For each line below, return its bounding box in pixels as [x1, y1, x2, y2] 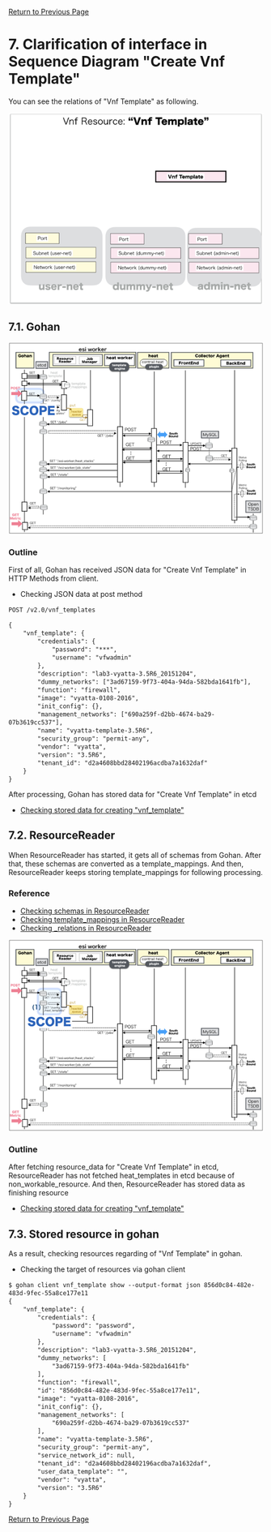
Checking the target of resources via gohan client [19, 1264, 186, 1274]
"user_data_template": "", [37, 1468, 129, 1476]
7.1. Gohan [8, 320, 61, 334]
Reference [8, 887, 50, 899]
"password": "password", [51, 1322, 136, 1330]
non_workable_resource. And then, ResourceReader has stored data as [8, 1179, 245, 1189]
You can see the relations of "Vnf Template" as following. [8, 97, 199, 106]
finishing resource [8, 1188, 69, 1198]
